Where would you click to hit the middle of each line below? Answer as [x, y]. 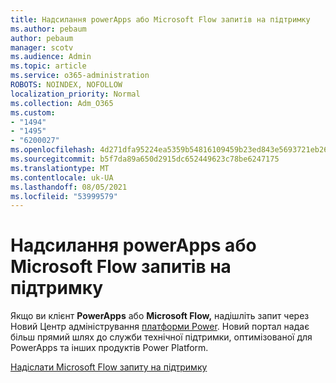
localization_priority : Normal [75, 94]
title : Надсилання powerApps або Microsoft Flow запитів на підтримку [160, 19]
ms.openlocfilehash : [53, 150]
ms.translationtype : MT [60, 168]
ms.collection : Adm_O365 [62, 103]
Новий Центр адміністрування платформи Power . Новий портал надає [160, 327]
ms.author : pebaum [48, 29]
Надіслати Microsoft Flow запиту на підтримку [109, 367]
